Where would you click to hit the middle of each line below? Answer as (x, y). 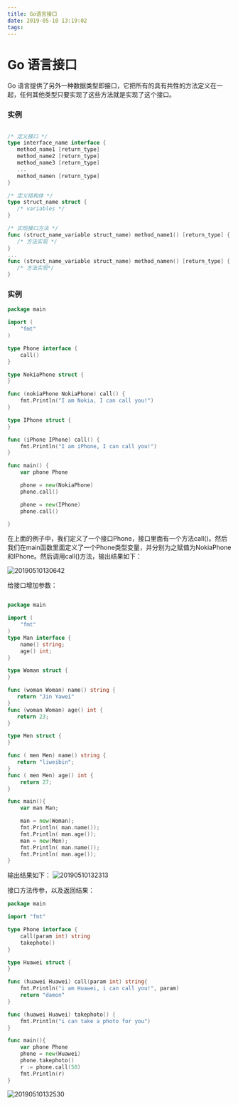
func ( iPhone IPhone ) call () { (54, 440)
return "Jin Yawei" (45, 697)
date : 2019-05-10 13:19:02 (47, 21)
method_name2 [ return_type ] (58, 156)
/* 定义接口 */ (28, 136)
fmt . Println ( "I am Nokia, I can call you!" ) (87, 401)
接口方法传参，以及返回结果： (51, 891)
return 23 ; (33, 717)
